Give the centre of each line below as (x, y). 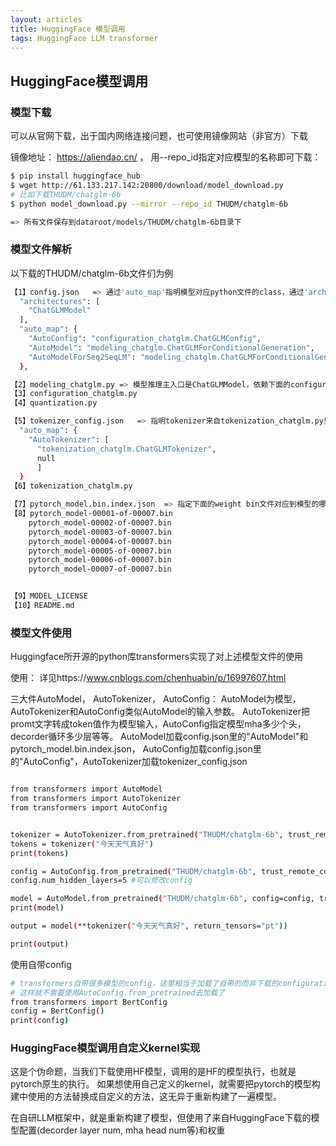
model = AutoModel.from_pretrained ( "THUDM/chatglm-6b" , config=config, (162, 899)
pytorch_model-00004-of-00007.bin (100, 541)
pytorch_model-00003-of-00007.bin (100, 532)
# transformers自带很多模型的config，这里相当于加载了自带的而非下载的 (144, 983)
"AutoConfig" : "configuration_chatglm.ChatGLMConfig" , (145, 339)
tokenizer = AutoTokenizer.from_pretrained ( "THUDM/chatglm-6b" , (147, 834)
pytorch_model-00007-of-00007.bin (100, 569)
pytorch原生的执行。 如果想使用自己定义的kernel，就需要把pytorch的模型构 (165, 1084)
